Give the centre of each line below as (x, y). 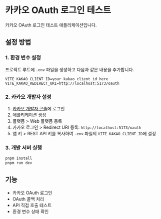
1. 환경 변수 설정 (23, 58)
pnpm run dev (19, 163)
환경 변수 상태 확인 (30, 211)
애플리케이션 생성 (29, 115)
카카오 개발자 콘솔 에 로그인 (38, 108)
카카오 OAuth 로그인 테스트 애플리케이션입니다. (51, 25)
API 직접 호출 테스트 (32, 205)
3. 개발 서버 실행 (24, 148)
